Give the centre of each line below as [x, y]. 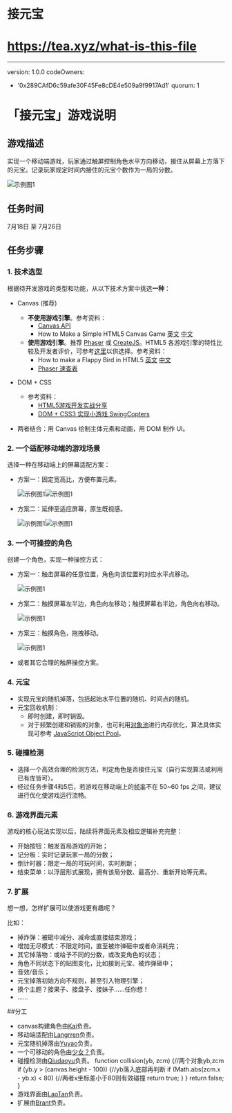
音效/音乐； [33, 972]
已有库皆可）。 [37, 778]
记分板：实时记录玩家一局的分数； [66, 855]
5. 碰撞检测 [26, 753]
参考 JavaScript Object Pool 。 [83, 733]
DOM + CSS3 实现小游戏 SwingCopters [94, 413]
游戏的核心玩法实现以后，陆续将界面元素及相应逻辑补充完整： [95, 831]
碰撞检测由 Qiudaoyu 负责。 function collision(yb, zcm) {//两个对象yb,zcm [120, 1061]
